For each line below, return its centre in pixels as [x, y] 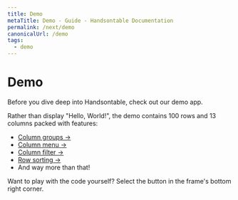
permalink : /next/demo [41, 27]
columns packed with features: [53, 123]
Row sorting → [39, 159]
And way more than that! [54, 167]
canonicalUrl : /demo [38, 34]
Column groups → [44, 137]
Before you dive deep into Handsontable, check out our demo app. [105, 102]
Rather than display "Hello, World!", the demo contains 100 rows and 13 [112, 115]
